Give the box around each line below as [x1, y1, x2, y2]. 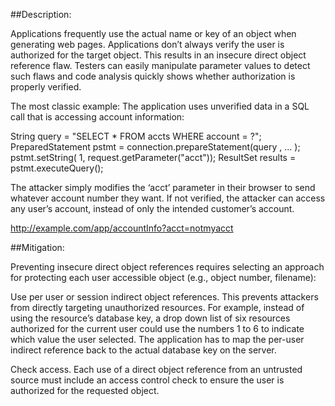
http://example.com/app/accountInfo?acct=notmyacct [10, 222, 234, 234]
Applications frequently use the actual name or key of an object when [10, 28, 297, 39]
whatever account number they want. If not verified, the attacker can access [10, 192, 326, 204]
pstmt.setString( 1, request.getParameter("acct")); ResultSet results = [10, 152, 297, 163]
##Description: [10, 9, 72, 20]
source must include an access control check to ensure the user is [10, 374, 285, 386]
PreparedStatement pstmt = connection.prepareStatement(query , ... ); [10, 141, 301, 153]
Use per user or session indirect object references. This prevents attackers [10, 291, 319, 303]
